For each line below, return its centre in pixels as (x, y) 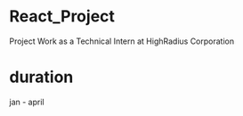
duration (41, 77)
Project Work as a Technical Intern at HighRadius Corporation (121, 41)
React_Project (62, 17)
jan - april (27, 102)
